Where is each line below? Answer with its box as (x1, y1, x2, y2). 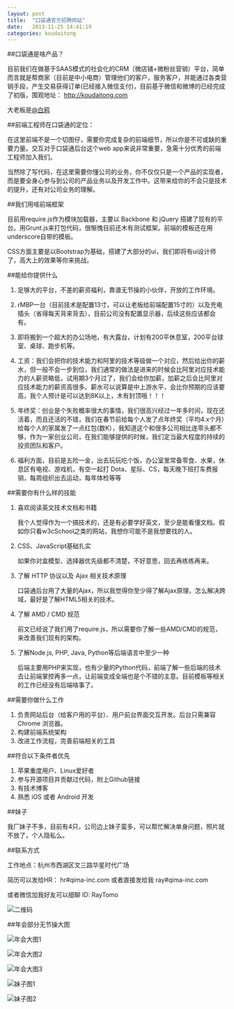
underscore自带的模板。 (7, 232, 77, 241)
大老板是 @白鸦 (7, 106, 50, 114)
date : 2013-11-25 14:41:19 (7, 23, 92, 30)
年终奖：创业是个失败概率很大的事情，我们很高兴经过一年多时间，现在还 (17, 406, 225, 415)
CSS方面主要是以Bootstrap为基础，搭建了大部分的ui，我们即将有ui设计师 (7, 248, 217, 256)
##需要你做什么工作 (7, 696, 64, 704)
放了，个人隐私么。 (13, 831, 68, 840)
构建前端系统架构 (17, 728, 67, 736)
